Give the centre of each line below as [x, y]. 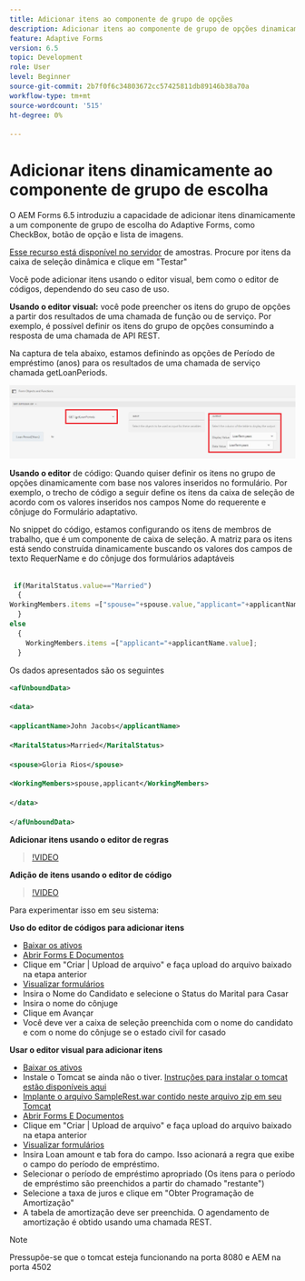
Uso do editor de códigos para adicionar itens [97, 927]
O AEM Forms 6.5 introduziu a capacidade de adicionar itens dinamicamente [152, 215]
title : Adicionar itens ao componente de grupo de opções [121, 19]
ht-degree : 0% [36, 115]
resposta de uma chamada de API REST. [85, 335]
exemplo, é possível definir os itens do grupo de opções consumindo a [142, 326]
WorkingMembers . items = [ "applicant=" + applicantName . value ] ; [142, 643]
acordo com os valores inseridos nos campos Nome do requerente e [138, 502]
